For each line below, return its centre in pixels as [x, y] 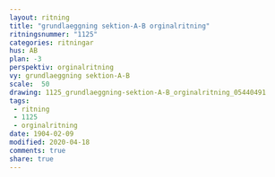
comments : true [38, 150]
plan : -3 [26, 59]
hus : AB [24, 51]
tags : [19, 101]
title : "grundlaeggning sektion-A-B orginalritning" [110, 26]
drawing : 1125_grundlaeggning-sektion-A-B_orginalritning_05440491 [138, 92]
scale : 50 [30, 84]
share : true [31, 159]
